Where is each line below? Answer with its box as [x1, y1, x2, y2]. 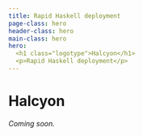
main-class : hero [8, 34, 67, 43]
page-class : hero [8, 19, 67, 28]
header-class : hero [8, 27, 74, 35]
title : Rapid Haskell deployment [8, 11, 121, 20]
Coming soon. [8, 118, 55, 128]
